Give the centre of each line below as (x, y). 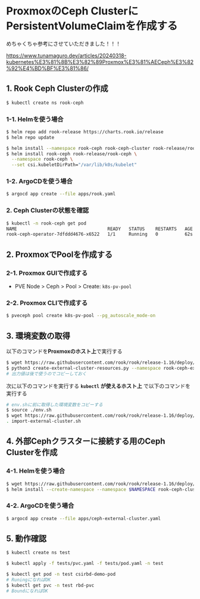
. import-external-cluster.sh (44, 421)
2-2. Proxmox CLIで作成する (47, 303)
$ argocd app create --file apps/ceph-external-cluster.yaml (84, 518)
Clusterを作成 (32, 452)
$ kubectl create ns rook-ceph (45, 103)
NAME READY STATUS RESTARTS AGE (100, 229)
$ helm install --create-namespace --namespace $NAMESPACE (81, 489)
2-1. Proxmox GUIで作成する (47, 273)
